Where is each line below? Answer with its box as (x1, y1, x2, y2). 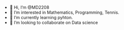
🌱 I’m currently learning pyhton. (9, 15, 73, 20)
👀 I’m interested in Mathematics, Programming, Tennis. (9, 10, 120, 15)
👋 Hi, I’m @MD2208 (9, 5, 50, 10)
